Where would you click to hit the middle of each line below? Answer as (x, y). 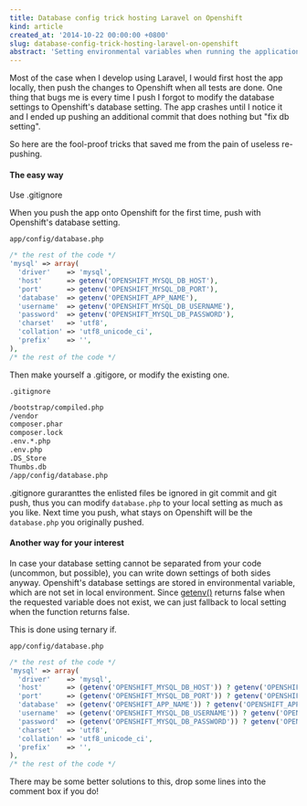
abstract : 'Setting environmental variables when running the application (155, 52)
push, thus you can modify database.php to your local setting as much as (146, 503)
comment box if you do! (54, 791)
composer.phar (37, 424)
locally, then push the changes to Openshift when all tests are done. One (146, 88)
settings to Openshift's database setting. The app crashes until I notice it (146, 107)
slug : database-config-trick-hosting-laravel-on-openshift (124, 43)
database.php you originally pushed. (77, 522)
